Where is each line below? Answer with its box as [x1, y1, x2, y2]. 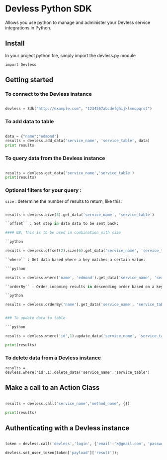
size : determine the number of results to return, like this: [5, 198, 122, 204]
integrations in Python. [5, 24, 52, 30]
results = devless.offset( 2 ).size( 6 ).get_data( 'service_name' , [5, 248, 139, 253]
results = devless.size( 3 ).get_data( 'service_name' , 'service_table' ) [5, 212, 155, 217]
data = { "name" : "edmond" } [5, 134, 59, 139]
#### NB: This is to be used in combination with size [5, 230, 121, 235]
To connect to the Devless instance [5, 91, 92, 98]
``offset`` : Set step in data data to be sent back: [5, 221, 119, 226]
